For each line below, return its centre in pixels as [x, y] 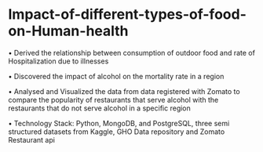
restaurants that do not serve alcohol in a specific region [99, 108]
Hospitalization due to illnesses [58, 61]
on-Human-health [68, 31]
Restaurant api [31, 139]
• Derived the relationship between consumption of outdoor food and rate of [131, 52]
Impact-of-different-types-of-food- [128, 14]
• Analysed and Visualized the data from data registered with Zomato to [124, 91]
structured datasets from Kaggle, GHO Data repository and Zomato [117, 132]
